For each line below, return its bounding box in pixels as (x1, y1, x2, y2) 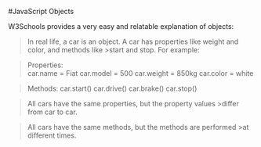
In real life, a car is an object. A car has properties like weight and (27, 37, 239, 46)
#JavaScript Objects (8, 7, 74, 16)
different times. (27, 131, 77, 140)
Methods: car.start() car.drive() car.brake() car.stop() (27, 84, 198, 93)
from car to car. (27, 107, 78, 117)
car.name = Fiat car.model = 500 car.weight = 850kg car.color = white (27, 69, 254, 77)
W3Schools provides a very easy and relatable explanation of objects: (8, 22, 234, 30)
